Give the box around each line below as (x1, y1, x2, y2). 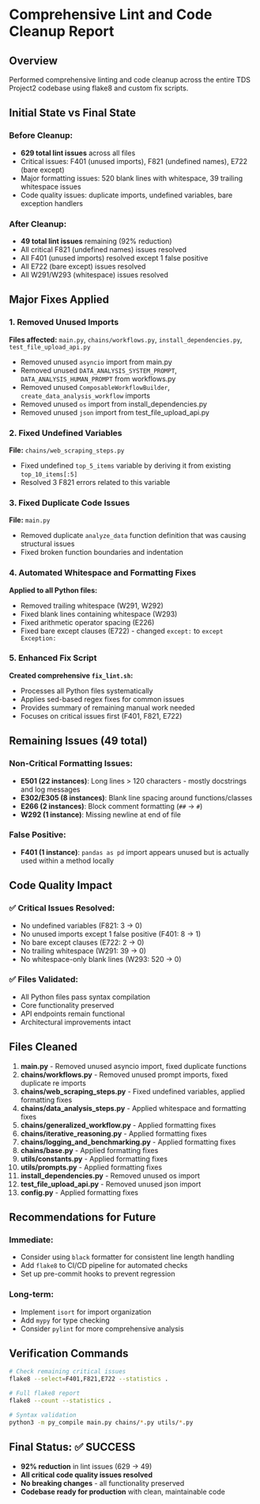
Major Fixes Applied (9, 293, 110, 307)
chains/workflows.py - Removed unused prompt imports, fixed (20, 1070, 228, 1079)
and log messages (20, 784, 81, 794)
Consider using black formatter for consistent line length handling (20, 1252, 235, 1262)
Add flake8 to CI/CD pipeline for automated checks (20, 1261, 188, 1270)
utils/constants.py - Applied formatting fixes (20, 1154, 168, 1163)
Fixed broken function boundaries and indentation (20, 548, 184, 557)
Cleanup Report (9, 22, 115, 40)
